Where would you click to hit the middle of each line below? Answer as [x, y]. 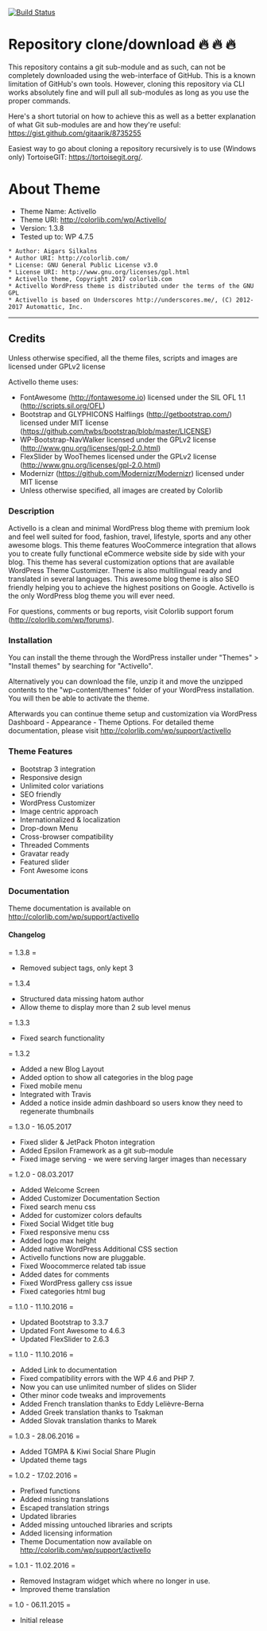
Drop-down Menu [49, 828]
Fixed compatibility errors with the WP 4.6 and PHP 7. [107, 1379]
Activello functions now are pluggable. [83, 1258]
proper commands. [39, 100]
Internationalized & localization [70, 819]
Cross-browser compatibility [66, 837]
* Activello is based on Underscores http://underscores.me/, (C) [120, 300]
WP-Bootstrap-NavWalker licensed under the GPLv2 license [118, 439]
